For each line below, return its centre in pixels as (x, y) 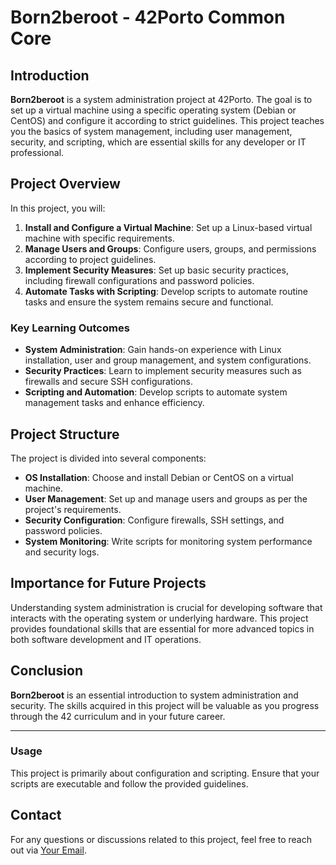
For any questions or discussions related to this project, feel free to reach (161, 839)
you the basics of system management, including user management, (151, 131)
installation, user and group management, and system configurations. (168, 360)
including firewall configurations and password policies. (139, 280)
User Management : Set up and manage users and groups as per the (166, 498)
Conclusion (47, 671)
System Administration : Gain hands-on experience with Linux (153, 350)
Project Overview (65, 184)
